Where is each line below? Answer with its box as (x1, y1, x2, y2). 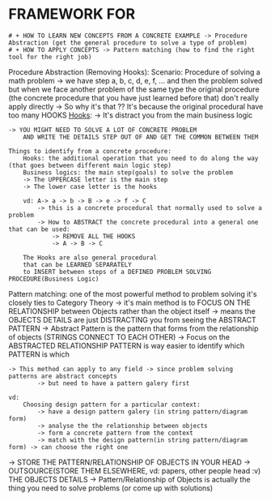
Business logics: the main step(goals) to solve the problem (23, 168, 233, 177)
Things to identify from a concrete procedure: (8, 147, 172, 155)
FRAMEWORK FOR (8, 5, 136, 24)
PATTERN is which (8, 349, 70, 359)
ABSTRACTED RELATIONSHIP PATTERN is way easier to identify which (8, 340, 245, 350)
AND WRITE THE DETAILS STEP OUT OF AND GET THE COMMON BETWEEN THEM (23, 133, 259, 141)
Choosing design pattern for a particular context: (23, 400, 201, 409)
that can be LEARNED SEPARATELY (23, 260, 132, 268)
